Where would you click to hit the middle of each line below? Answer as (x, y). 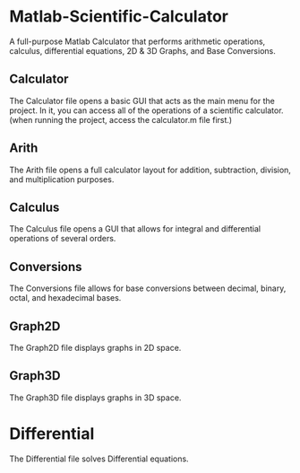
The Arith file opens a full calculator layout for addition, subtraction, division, (150, 170)
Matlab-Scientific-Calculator (119, 17)
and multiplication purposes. (62, 179)
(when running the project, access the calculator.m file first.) (121, 119)
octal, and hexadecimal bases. (65, 298)
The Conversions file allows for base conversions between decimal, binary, (148, 288)
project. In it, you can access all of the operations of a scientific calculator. (146, 110)
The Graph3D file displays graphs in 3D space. (95, 398)
